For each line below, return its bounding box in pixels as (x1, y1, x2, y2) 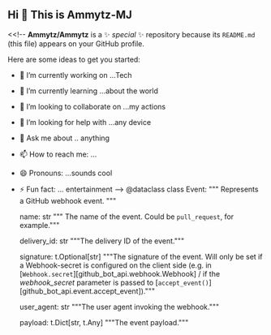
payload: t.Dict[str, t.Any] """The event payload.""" (19, 317, 189, 327)
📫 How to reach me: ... (19, 149, 97, 159)
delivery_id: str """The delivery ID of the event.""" (19, 236, 185, 246)
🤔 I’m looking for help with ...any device (19, 117, 152, 127)
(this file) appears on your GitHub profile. (7, 38, 145, 49)
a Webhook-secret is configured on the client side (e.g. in (19, 260, 212, 270)
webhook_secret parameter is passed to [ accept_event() (19, 277, 209, 287)
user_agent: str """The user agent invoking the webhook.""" (19, 302, 220, 311)
